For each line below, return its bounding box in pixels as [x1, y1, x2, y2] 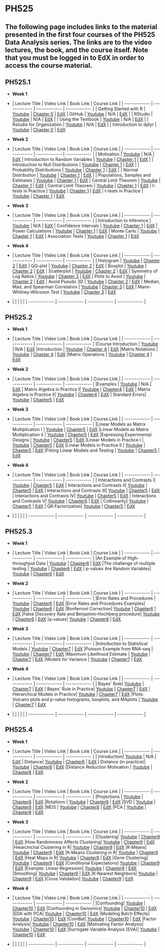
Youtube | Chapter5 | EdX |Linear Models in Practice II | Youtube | [12, 442, 145, 448]
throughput [12, 560, 35, 566]
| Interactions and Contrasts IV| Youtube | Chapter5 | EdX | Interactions [12, 493, 157, 499]
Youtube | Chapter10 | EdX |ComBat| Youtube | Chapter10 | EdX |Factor [12, 915, 157, 921]
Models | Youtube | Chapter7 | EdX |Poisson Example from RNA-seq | [12, 646, 153, 652]
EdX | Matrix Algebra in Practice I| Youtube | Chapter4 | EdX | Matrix [12, 386, 151, 393]
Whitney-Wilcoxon [12, 289, 50, 295]
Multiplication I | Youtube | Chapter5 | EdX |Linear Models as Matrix [12, 427, 149, 433]
